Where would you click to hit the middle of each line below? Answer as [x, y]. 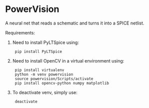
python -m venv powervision [44, 74]
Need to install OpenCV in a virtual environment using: [68, 60]
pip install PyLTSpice [38, 51]
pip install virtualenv [39, 70]
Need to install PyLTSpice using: [45, 42]
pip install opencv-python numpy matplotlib [62, 83]
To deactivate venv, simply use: [45, 92]
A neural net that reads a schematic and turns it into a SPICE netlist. [75, 23]
